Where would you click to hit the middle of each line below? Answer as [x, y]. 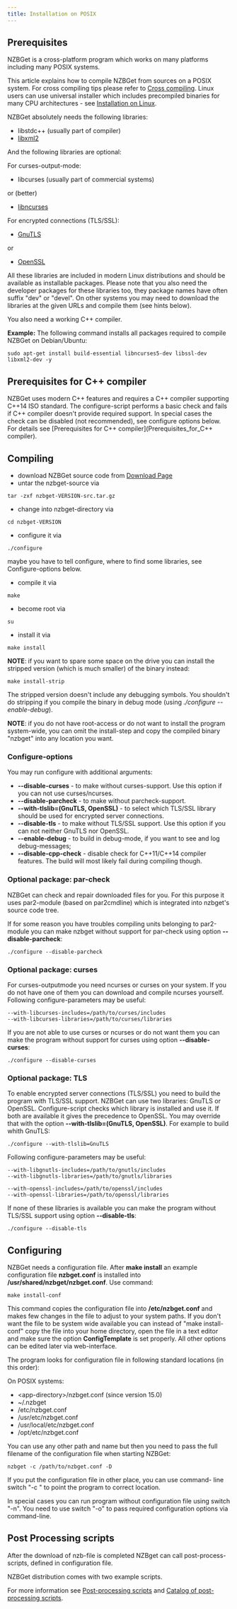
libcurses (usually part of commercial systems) [86, 180]
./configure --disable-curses [52, 1060]
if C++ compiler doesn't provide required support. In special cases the [110, 414]
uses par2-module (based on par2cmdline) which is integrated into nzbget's [118, 902]
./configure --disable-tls [47, 1229]
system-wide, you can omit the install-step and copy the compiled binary [114, 731]
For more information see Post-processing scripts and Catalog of [102, 1590]
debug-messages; [44, 846]
